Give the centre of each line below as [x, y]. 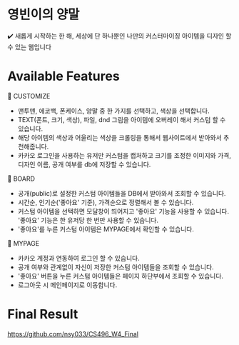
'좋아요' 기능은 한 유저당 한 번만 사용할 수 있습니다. [88, 220]
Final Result [43, 314]
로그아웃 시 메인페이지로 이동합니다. [67, 285]
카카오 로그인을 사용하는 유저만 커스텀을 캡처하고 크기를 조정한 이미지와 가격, [124, 155]
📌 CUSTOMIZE [29, 96]
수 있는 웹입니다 [30, 46]
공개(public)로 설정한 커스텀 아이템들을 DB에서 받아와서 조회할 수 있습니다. [122, 193]
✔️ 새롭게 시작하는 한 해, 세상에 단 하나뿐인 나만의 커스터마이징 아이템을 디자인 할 [119, 36]
